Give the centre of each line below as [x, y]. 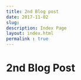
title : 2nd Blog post [33, 11]
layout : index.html [30, 34]
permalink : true [27, 39]
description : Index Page [36, 28]
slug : [13, 22]
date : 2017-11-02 [27, 17]
